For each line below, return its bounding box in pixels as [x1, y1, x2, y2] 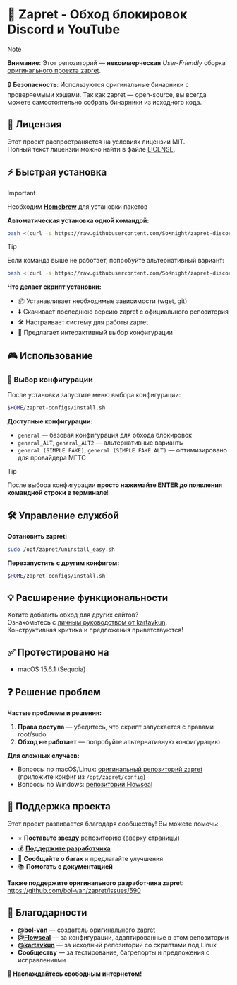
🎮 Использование [7, 350, 93, 362]
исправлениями [17, 955, 66, 964]
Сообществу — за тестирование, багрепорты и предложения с [17, 948, 210, 957]
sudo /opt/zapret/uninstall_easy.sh [7, 545, 115, 553]
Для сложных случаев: [7, 751, 80, 760]
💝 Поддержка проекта [7, 800, 111, 813]
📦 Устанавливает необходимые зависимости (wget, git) [17, 297, 188, 305]
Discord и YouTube [7, 21, 121, 38]
